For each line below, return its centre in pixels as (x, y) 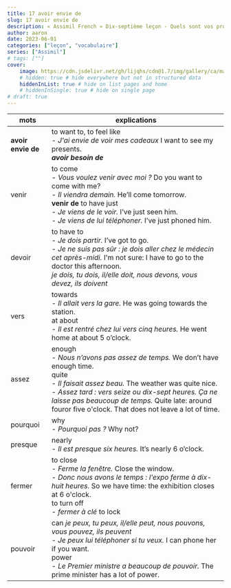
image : (29, 71)
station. (63, 312)
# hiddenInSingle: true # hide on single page (87, 90)
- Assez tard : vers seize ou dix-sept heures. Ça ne (134, 392)
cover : (16, 65)
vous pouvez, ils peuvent (91, 531)
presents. (67, 149)
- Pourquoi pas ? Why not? (95, 429)
